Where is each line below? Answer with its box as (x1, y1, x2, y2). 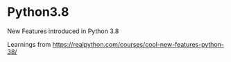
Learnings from (7, 40, 51, 48)
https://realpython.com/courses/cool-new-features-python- (52, 40, 224, 48)
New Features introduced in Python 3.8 (7, 27, 119, 35)
